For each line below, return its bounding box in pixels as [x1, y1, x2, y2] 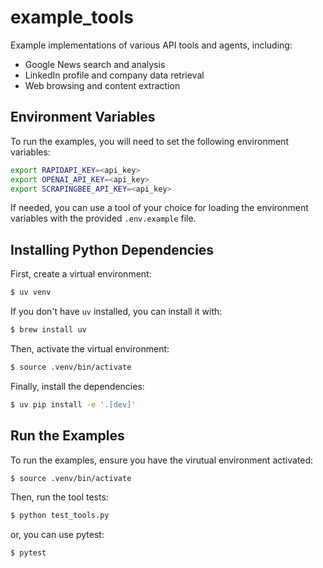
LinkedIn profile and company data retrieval [24, 69, 205, 81]
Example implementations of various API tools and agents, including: [10, 39, 293, 51]
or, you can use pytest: [10, 529, 105, 541]
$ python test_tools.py [10, 511, 110, 521]
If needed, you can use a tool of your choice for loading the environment [10, 202, 309, 214]
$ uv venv [10, 287, 52, 298]
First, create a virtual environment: [10, 268, 152, 280]
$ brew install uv [10, 325, 87, 335]
